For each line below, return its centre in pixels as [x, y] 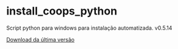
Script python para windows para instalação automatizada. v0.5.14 [89, 28]
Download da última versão [40, 39]
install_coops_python [62, 11]
